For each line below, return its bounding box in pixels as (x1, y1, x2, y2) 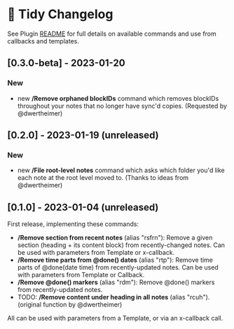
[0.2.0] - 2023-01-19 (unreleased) (7, 129, 159, 141)
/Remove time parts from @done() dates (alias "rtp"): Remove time (17, 255, 214, 265)
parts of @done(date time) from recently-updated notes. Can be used (17, 263, 219, 272)
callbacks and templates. (7, 36, 79, 45)
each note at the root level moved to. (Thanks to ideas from (17, 174, 189, 182)
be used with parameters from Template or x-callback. (17, 248, 175, 257)
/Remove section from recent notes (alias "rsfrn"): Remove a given (17, 234, 213, 242)
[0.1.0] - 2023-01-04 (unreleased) (7, 201, 159, 213)
